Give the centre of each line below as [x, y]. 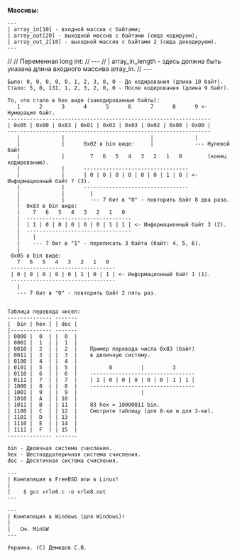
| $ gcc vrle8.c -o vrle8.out [57, 492]
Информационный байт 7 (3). [49, 181]
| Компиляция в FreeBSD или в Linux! [63, 479]
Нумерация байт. [31, 113]
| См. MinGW [28, 529]
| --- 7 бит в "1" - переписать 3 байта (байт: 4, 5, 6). [109, 244]
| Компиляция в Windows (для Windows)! [66, 517]
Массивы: [23, 10]
